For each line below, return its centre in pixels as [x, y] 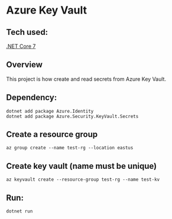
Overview [25, 65]
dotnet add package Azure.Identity [50, 111]
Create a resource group [52, 134]
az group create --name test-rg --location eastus [70, 148]
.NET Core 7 [21, 46]
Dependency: [32, 98]
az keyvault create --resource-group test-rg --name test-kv [83, 180]
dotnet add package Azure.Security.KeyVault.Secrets [72, 116]
